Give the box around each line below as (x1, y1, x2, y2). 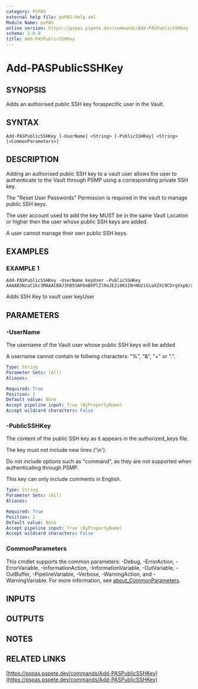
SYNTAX (6, 117, 39, 127)
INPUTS (6, 593, 35, 603)
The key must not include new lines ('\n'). (6, 447, 107, 454)
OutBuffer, (6, 570, 31, 578)
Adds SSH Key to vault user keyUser (6, 293, 95, 300)
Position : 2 (6, 514, 35, 520)
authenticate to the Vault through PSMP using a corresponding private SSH (6, 176, 189, 183)
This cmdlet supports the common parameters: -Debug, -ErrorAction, (6, 558, 175, 565)
